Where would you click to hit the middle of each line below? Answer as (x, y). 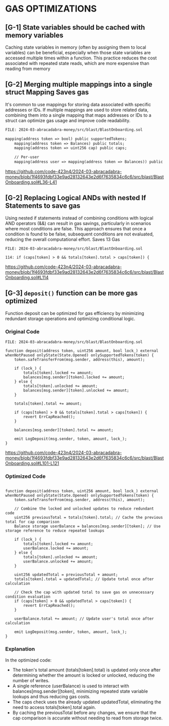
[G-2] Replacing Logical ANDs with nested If (76, 198)
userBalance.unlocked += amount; (58, 561)
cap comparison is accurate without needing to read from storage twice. (88, 718)
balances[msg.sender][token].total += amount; (64, 430)
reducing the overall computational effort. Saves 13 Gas (63, 239)
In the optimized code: (28, 660)
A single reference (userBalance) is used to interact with (71, 686)
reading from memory (28, 69)
